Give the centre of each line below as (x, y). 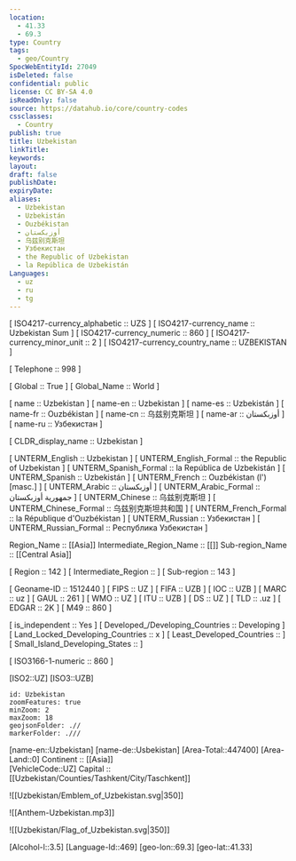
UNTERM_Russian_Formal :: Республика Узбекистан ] (109, 528)
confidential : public (49, 84)
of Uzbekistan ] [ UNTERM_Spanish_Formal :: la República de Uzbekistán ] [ (148, 468)
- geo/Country (43, 59)
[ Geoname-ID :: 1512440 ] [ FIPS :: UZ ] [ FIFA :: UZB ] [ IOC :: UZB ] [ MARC (148, 589)
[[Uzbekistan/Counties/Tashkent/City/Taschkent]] (100, 778)
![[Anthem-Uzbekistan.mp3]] (62, 813)
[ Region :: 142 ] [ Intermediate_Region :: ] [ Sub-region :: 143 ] (122, 572)
